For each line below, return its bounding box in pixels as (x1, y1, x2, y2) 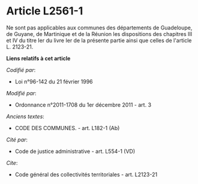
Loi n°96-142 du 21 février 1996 (14, 78, 93, 85)
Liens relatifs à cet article (6, 55, 71, 62)
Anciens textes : (6, 113, 45, 120)
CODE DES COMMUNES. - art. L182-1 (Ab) (14, 124, 120, 131)
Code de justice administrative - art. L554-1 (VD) (14, 147, 136, 155)
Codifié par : (6, 66, 36, 73)
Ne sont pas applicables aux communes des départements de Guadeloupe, (6, 24, 193, 31)
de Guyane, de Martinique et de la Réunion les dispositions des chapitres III (6, 30, 193, 37)
